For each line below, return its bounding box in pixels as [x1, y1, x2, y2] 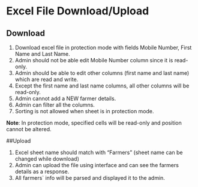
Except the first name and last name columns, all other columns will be [14, 82, 190, 89]
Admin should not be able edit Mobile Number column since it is [14, 57, 173, 64]
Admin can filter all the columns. [14, 101, 95, 108]
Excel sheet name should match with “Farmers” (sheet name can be [14, 149, 183, 156]
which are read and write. [14, 76, 79, 83]
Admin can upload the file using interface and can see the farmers [14, 162, 179, 168]
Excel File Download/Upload [6, 4, 149, 18]
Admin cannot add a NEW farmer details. [14, 95, 116, 102]
